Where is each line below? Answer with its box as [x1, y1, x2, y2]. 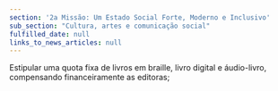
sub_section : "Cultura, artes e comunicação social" [9, 21, 211, 30]
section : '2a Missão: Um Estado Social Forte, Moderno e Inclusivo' [9, 12, 271, 22]
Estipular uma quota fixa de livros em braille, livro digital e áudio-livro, [9, 62, 267, 73]
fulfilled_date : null [9, 29, 91, 38]
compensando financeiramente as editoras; [9, 72, 170, 83]
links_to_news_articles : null [9, 37, 123, 47]
